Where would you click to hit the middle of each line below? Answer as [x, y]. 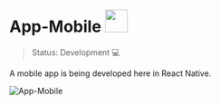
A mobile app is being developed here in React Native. [110, 73]
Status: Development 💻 [76, 52]
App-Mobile [56, 27]
